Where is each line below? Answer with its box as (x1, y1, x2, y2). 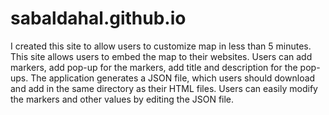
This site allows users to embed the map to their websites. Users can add (10, 50, 313, 62)
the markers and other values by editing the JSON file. (10, 93, 235, 105)
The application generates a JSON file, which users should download (30, 72, 316, 84)
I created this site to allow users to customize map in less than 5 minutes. (10, 40, 312, 52)
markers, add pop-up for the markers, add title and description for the (10, 61, 298, 73)
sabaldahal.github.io (10, 7, 187, 30)
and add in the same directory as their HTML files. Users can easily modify (10, 82, 318, 94)
